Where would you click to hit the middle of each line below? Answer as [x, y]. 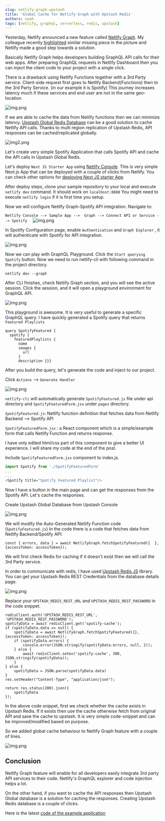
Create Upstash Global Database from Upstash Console [61, 504]
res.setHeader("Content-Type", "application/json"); [60, 679]
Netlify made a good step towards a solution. [50, 48]
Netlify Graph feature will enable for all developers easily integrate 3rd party [82, 773]
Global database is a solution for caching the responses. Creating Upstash [80, 798]
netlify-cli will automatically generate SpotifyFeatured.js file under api [79, 399]
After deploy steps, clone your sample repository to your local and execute [81, 187]
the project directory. [26, 265]
